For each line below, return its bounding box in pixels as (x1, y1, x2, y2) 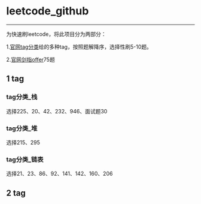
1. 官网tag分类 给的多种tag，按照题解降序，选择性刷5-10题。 (6, 43, 153, 50)
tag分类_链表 (6, 155, 44, 163)
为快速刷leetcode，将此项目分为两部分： (6, 30, 106, 37)
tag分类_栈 (6, 93, 38, 101)
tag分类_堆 (6, 124, 38, 133)
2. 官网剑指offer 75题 (6, 56, 55, 63)
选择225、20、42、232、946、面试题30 (6, 107, 108, 115)
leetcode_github (6, 4, 89, 18)
